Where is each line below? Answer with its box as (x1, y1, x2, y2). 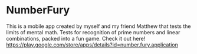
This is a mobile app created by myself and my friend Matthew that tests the (6, 23, 191, 30)
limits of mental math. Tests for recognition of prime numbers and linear (6, 28, 180, 35)
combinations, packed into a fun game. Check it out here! (6, 35, 146, 42)
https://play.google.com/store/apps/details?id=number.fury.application (6, 41, 179, 48)
